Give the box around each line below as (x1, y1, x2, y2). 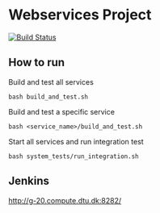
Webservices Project (8, 6, 152, 24)
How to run (8, 56, 65, 69)
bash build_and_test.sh (8, 93, 89, 101)
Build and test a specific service (8, 106, 116, 116)
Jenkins (8, 174, 50, 188)
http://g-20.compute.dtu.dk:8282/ (8, 195, 122, 205)
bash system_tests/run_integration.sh (8, 152, 139, 161)
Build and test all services (8, 77, 95, 86)
